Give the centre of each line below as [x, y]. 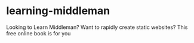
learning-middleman [58, 11]
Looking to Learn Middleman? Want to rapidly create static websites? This [97, 27]
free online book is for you [39, 33]
